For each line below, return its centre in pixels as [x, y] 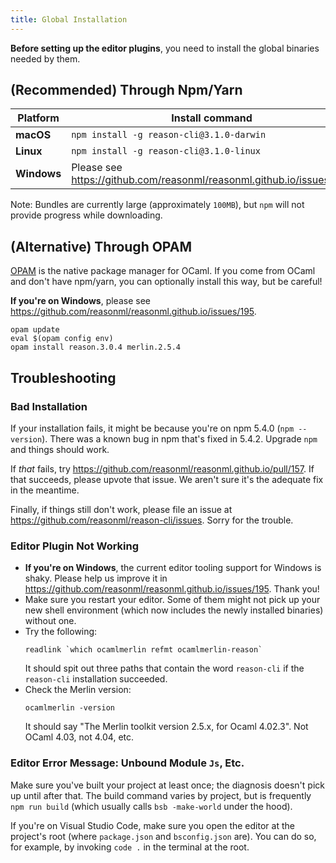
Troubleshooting [63, 377]
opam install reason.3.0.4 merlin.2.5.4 [96, 347]
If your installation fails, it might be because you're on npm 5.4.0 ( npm [152, 428]
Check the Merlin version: [78, 690]
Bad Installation [49, 406]
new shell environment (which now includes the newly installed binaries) [174, 610]
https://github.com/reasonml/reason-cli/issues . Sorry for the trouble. [152, 520]
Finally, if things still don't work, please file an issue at [121, 509]
